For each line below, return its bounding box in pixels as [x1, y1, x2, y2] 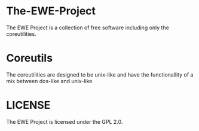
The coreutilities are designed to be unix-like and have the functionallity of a [6, 71, 194, 78]
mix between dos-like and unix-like [6, 77, 93, 84]
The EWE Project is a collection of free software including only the [6, 24, 169, 31]
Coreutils [6, 51, 53, 65]
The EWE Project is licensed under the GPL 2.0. [6, 118, 123, 125]
